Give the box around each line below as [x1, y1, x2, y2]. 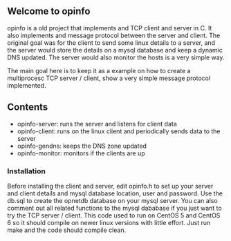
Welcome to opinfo [7, 6, 91, 17]
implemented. [7, 81, 46, 89]
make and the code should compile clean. [7, 226, 127, 234]
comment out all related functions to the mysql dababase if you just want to [7, 204, 223, 212]
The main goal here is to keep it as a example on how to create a [7, 66, 192, 75]
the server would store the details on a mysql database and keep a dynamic [7, 46, 223, 54]
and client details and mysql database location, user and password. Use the [7, 189, 223, 197]
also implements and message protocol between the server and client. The [7, 31, 221, 39]
